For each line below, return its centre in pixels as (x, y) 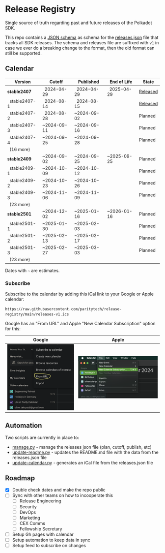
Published (88, 82)
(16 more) (20, 149)
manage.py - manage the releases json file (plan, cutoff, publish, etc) (82, 447)
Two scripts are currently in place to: (42, 437)
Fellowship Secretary (41, 529)
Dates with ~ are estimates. (32, 270)
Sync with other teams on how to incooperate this (62, 495)
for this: (13, 329)
